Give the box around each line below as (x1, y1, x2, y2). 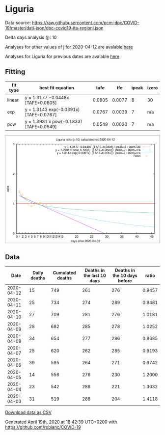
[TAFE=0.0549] (25, 124, 57, 130)
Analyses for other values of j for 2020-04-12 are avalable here (5, 44, 133, 50)
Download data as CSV (5, 409, 52, 415)
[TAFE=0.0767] (25, 111, 57, 117)
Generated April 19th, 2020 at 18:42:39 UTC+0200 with (5, 419, 117, 425)
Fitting (5, 68, 26, 76)
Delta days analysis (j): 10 (5, 34, 57, 40)
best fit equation (39, 84, 75, 90)
